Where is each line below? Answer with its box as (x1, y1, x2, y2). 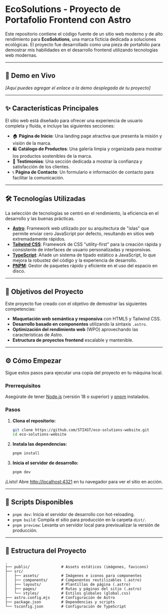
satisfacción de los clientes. (12, 163, 70, 169)
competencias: (5, 306, 36, 312)
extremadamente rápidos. (12, 236, 66, 242)
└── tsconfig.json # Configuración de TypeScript (5, 604, 126, 609)
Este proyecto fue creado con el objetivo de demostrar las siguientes (5, 300, 147, 307)
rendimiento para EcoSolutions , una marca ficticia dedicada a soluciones (5, 36, 156, 42)
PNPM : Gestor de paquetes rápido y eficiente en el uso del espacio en (12, 263, 157, 269)
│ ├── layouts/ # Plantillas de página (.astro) (5, 582, 131, 587)
